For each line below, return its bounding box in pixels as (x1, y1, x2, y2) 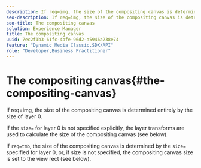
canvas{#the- (95, 73, 165, 87)
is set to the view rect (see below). (6, 155, 92, 162)
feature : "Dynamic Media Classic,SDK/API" (6, 43, 114, 49)
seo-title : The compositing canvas (6, 20, 95, 26)
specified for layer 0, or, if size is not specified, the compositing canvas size (6, 148, 193, 156)
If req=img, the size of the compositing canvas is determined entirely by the (6, 106, 193, 113)
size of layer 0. (6, 112, 43, 120)
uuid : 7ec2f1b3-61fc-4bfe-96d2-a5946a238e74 (6, 37, 119, 43)
